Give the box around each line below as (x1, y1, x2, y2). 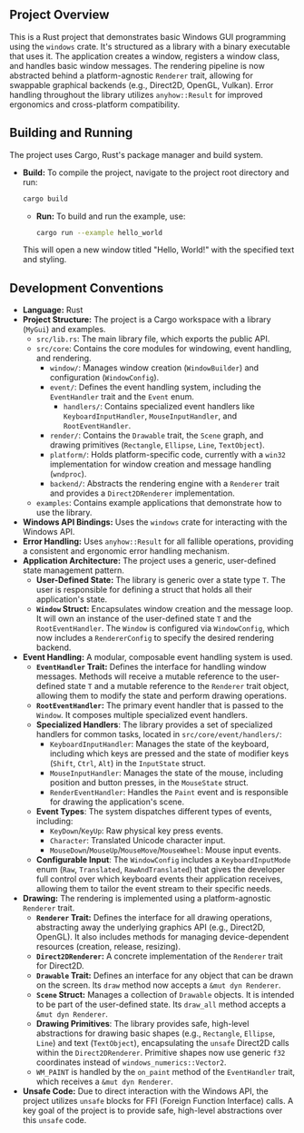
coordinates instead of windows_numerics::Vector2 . (35, 1057, 227, 1068)
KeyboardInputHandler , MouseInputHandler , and (63, 410, 238, 421)
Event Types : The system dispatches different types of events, (35, 806, 272, 817)
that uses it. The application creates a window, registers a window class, (9, 50, 280, 62)
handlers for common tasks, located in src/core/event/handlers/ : (35, 729, 282, 740)
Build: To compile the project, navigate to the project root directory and (22, 167, 289, 178)
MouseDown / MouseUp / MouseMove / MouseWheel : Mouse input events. (49, 844, 281, 856)
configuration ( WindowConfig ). (49, 372, 160, 383)
